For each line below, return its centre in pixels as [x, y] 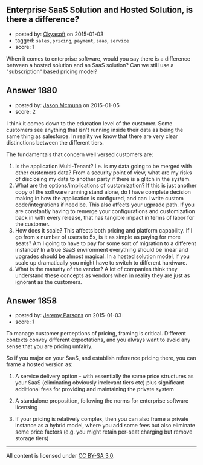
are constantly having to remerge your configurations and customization [105, 211]
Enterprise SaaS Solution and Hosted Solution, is [100, 10]
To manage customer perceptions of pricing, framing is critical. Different [96, 334]
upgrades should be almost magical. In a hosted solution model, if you [102, 256]
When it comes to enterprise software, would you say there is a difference [98, 58]
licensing [26, 407]
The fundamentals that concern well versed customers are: [80, 154]
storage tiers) [32, 438]
